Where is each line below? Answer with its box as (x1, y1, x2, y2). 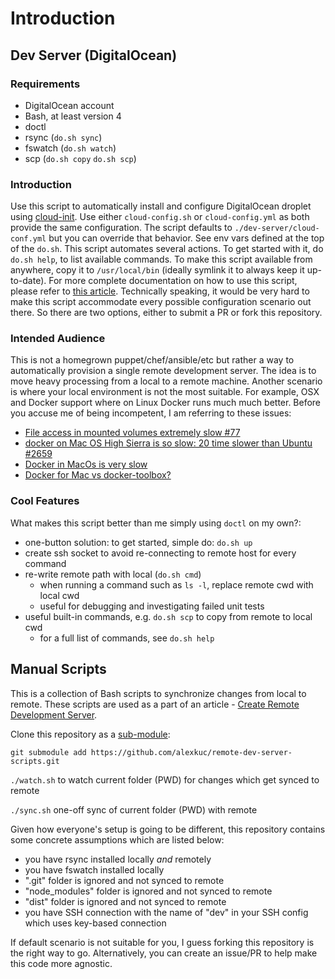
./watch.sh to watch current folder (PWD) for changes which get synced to (10, 773, 320, 786)
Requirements (10, 77, 81, 91)
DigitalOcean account (24, 99, 115, 111)
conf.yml (10, 234, 47, 244)
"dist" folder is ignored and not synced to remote (24, 895, 227, 907)
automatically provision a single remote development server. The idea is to (10, 365, 317, 377)
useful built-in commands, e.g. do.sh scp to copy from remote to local (24, 610, 313, 622)
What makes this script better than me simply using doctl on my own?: (10, 517, 302, 529)
